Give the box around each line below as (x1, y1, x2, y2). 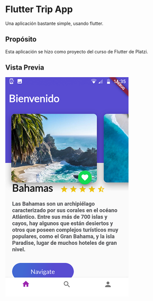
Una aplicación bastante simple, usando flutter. (5, 20, 104, 26)
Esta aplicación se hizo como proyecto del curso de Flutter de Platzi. (5, 48, 148, 54)
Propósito (5, 35, 37, 44)
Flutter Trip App (5, 4, 73, 15)
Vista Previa (5, 63, 45, 72)
